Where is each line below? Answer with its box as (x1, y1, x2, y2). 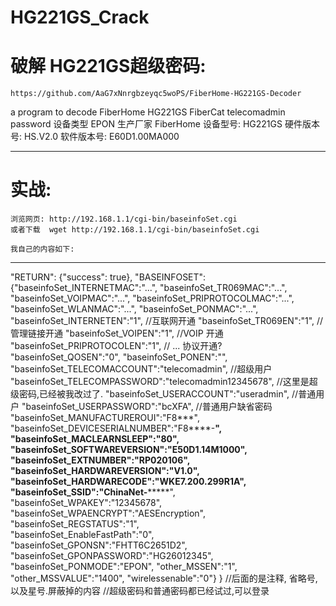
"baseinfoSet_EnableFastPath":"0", (10, 529, 155, 541)
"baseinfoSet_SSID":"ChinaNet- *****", (10, 486, 176, 498)
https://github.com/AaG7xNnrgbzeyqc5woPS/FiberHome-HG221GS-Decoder (10, 89, 302, 99)
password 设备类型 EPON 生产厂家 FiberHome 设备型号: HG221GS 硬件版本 (10, 118, 320, 130)
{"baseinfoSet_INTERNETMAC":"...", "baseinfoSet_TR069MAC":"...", (10, 282, 288, 294)
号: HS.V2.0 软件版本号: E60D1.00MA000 (10, 131, 180, 143)
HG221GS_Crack (10, 6, 150, 29)
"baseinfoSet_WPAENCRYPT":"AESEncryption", (10, 507, 206, 520)
